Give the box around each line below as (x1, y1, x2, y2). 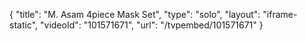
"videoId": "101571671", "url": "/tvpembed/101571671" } (40, 19, 264, 31)
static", (9, 19, 39, 31)
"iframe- (262, 9, 298, 20)
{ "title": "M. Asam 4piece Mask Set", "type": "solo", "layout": (9, 9, 261, 20)
